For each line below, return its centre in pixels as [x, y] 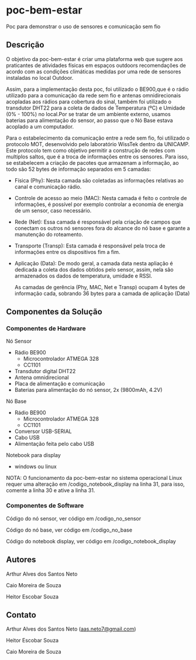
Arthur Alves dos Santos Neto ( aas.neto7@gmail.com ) [71, 629]
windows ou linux [35, 466]
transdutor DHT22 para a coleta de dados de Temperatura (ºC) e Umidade [96, 108]
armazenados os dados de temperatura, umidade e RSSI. [83, 276]
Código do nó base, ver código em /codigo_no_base [69, 530]
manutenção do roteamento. [49, 234]
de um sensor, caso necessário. [53, 210]
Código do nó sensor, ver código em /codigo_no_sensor [74, 518]
